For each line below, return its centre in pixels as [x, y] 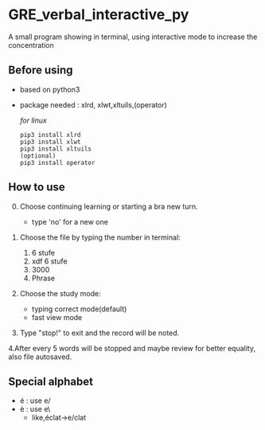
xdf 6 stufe [49, 261]
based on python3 [50, 89]
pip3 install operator [57, 162]
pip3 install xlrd [50, 135]
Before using [41, 70]
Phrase [43, 278]
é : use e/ [35, 401]
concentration [31, 45]
